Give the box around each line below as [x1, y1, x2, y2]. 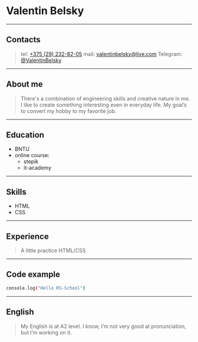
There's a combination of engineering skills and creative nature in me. [20, 95, 190, 102]
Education [6, 130, 45, 140]
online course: [14, 152, 50, 159]
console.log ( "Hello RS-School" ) [6, 285, 85, 291]
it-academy [23, 164, 52, 171]
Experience [6, 231, 49, 241]
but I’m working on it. [20, 328, 72, 336]
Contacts [6, 35, 41, 45]
